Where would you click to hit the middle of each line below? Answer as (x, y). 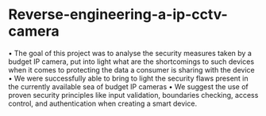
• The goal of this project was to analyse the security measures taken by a (130, 53)
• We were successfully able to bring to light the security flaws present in (128, 78)
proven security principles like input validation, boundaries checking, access (133, 95)
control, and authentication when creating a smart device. (102, 103)
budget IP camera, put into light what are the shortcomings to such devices (131, 62)
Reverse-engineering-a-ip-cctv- (118, 15)
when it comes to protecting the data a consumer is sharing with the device (132, 69)
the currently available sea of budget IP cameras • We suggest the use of (128, 86)
